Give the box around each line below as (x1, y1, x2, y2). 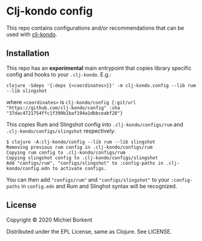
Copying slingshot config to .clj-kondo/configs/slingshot (6, 154, 158, 161)
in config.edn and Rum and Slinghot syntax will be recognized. (21, 182, 177, 190)
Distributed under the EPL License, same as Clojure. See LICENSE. (6, 228, 172, 235)
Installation (6, 48, 50, 59)
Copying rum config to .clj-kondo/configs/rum (6, 150, 126, 156)
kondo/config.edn (6, 165, 50, 171)
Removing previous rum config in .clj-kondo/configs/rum (6, 144, 153, 150)
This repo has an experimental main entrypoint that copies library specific (6, 64, 192, 71)
